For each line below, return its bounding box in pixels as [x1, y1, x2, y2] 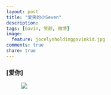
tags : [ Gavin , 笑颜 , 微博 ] [6, 25, 70, 32]
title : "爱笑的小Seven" [6, 14, 61, 20]
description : [6, 20, 39, 26]
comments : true [6, 42, 44, 48]
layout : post [6, 8, 39, 15]
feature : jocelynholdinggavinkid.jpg [11, 36, 106, 42]
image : [6, 31, 23, 37]
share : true [6, 48, 36, 54]
